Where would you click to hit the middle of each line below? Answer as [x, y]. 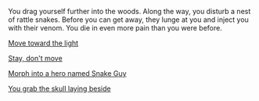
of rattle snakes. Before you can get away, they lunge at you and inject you [128, 20]
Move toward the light [43, 43]
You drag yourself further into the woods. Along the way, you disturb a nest [129, 11]
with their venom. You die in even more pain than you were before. [115, 28]
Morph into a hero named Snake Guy [67, 73]
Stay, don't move [35, 58]
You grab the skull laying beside [59, 88]
